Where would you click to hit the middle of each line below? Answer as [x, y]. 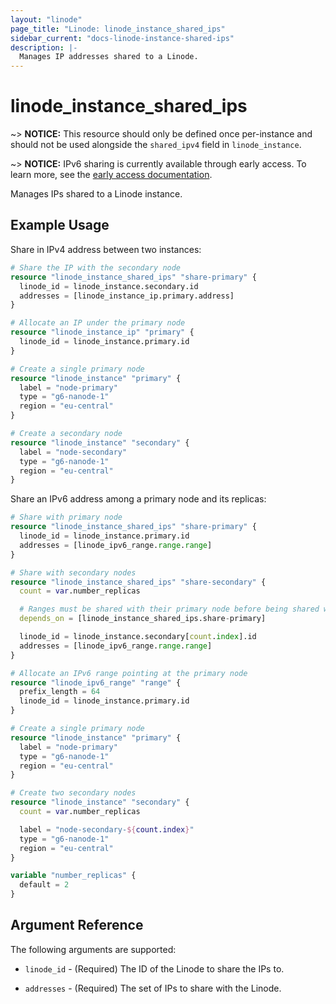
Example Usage [60, 225]
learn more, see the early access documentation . [111, 175]
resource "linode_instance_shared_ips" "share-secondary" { [138, 582]
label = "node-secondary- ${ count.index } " [107, 829]
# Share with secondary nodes [73, 572]
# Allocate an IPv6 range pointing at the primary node [129, 673]
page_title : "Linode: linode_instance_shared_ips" [118, 29]
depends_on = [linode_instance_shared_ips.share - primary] [143, 619]
